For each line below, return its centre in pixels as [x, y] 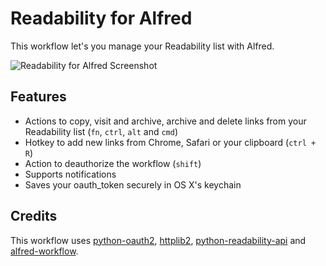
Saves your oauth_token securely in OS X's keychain [133, 184]
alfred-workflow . [44, 251]
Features [38, 97]
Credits [34, 216]
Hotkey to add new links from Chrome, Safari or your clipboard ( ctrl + [170, 142]
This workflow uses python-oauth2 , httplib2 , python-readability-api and [158, 240]
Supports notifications [70, 174]
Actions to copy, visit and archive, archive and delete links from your [165, 121]
